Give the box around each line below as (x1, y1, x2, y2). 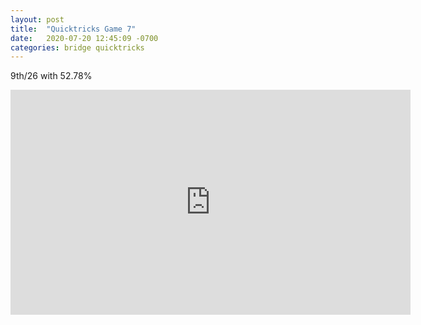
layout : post (10, 14, 65, 25)
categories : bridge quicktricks (10, 42, 145, 53)
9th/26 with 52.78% (10, 70, 93, 82)
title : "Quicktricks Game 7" (10, 24, 137, 34)
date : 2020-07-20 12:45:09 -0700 (10, 33, 159, 43)
